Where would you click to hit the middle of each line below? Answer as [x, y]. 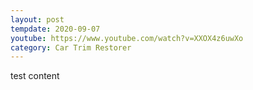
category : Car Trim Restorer [71, 47]
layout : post [37, 19]
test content [35, 76]
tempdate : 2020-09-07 [55, 29]
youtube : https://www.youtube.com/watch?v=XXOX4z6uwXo [127, 38]
